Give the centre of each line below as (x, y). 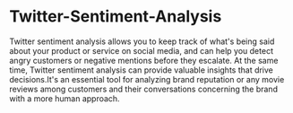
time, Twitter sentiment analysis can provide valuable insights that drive (141, 70)
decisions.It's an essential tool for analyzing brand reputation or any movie (147, 79)
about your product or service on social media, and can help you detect (141, 50)
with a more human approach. (65, 98)
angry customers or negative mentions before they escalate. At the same (144, 60)
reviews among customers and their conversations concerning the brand (143, 89)
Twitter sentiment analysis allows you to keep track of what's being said (142, 41)
